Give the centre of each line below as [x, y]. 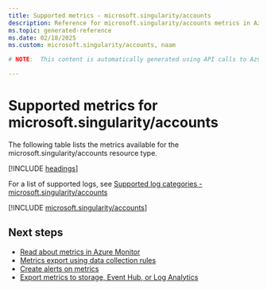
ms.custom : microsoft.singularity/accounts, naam [92, 45]
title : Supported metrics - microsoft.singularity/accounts [110, 15]
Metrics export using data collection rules [88, 260]
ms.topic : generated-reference [60, 30]
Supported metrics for [83, 106]
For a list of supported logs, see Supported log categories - [105, 184]
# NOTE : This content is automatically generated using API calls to [128, 60]
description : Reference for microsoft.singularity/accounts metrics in [129, 23]
